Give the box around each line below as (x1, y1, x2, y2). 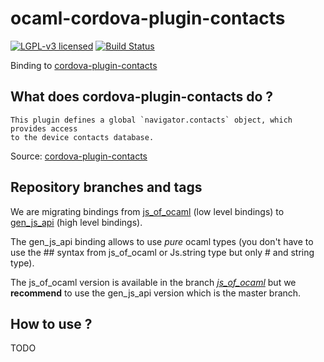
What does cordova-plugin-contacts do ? (10, 88, 274, 106)
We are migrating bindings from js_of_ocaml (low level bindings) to (10, 205, 285, 217)
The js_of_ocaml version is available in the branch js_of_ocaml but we (10, 276, 297, 288)
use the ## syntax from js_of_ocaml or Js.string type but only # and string (10, 246, 315, 258)
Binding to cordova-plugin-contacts (10, 59, 158, 71)
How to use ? (10, 315, 93, 332)
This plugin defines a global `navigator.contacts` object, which (10, 115, 293, 125)
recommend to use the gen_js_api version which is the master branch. (10, 287, 302, 299)
